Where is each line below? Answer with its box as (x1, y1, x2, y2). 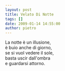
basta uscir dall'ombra (5, 55, 51, 61)
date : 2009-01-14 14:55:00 (5, 21, 61, 26)
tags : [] (5, 16, 23, 21)
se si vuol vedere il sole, (5, 50, 54, 56)
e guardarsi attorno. (5, 61, 45, 67)
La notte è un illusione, (5, 39, 51, 45)
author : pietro (5, 26, 36, 31)
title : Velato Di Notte (5, 12, 54, 17)
